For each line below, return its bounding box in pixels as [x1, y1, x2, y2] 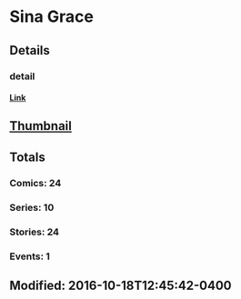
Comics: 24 [9, 176, 62, 189]
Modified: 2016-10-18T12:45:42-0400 [9, 277, 232, 293]
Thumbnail [9, 118, 73, 134]
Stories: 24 [9, 225, 60, 238]
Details [9, 43, 50, 58]
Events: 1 [9, 250, 50, 263]
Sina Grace [9, 6, 94, 27]
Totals [9, 149, 45, 164]
